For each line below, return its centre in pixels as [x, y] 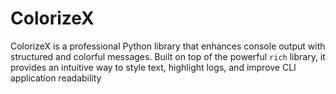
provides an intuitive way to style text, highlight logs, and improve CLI [153, 67]
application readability [56, 78]
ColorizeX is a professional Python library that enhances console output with [168, 46]
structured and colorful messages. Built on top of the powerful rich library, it [168, 56]
